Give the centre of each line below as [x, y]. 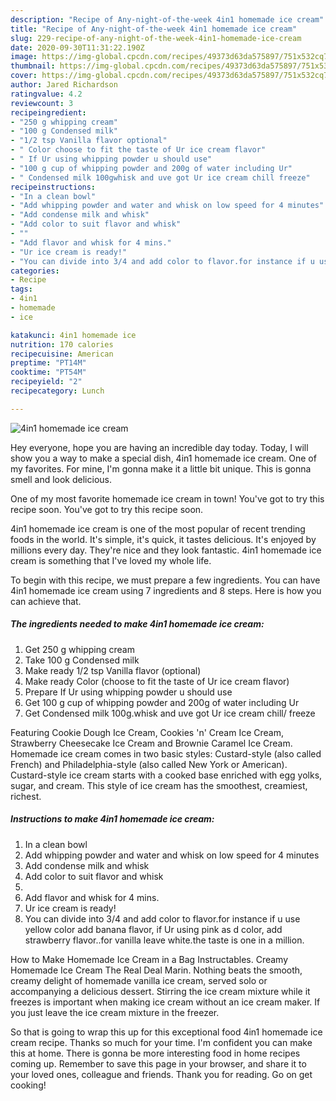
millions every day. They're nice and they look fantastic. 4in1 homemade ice [166, 550]
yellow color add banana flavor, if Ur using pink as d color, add [153, 929]
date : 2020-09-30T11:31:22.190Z [77, 47]
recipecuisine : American [62, 354]
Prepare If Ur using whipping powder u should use [128, 692]
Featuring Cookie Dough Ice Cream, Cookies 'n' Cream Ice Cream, [147, 732]
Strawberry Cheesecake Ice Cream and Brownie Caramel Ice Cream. [151, 743]
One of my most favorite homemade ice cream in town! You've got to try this [167, 498]
